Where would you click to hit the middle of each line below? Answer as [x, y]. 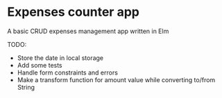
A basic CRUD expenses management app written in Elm [88, 31]
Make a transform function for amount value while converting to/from [116, 79]
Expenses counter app [74, 12]
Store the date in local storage [60, 58]
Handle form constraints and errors [67, 72]
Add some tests [40, 65]
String [26, 87]
